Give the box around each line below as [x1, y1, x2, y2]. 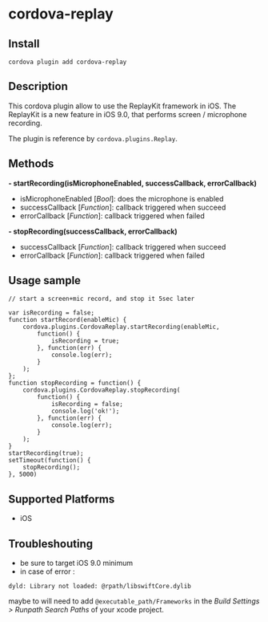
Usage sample [8, 274, 82, 287]
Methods [8, 157, 54, 171]
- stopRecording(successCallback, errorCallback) [8, 226, 178, 236]
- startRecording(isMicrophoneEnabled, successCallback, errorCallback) [8, 178, 258, 188]
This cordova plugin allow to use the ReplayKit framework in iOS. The [8, 101, 237, 111]
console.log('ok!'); [50, 407, 120, 416]
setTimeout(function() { [8, 457, 91, 465]
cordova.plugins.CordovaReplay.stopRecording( [22, 386, 181, 394]
